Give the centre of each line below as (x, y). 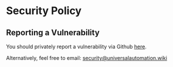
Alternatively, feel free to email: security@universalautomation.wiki (86, 58)
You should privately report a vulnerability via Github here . (76, 46)
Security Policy (44, 11)
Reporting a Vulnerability (53, 33)
